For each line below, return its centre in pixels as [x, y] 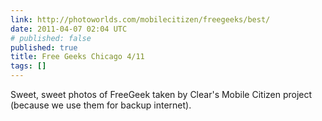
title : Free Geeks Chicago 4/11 [77, 57]
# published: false [51, 38]
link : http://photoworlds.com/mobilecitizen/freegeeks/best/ [140, 19]
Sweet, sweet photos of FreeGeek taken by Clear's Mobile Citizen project [161, 94]
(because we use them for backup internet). [101, 105]
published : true [44, 47]
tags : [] [28, 66]
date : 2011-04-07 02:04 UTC [69, 29]
